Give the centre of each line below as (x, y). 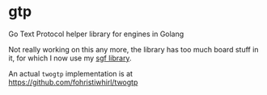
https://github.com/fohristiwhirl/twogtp (73, 82)
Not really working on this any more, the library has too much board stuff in (133, 49)
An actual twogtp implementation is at (71, 73)
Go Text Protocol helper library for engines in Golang (96, 34)
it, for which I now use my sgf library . (70, 58)
